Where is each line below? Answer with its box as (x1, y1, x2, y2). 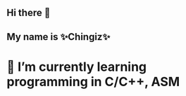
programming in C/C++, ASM (6, 74, 180, 90)
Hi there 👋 (6, 7, 51, 19)
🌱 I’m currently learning (6, 59, 147, 74)
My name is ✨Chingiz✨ (6, 31, 111, 43)
